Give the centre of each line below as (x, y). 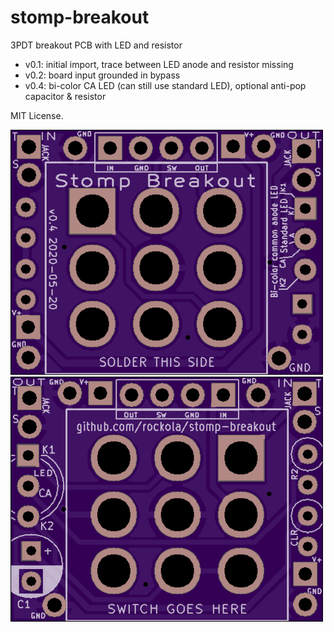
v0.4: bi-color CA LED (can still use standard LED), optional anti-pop (165, 85)
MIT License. (37, 115)
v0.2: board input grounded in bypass (102, 75)
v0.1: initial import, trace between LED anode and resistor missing (159, 64)
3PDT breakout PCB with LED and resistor (96, 45)
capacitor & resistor (65, 96)
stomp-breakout (80, 17)
